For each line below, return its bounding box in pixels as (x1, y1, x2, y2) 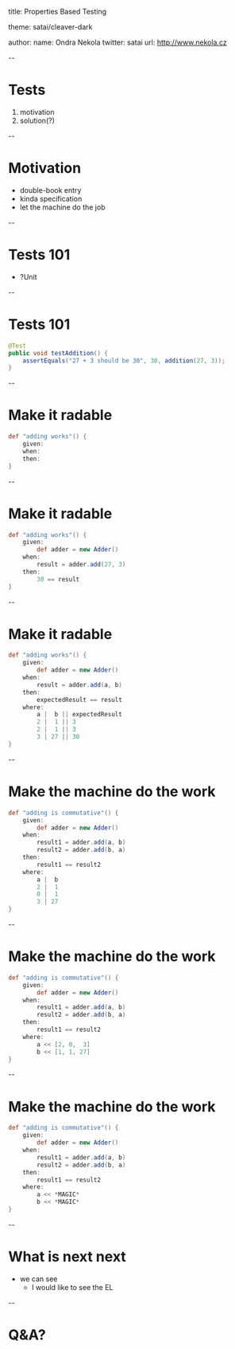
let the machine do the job (19, 202, 106, 212)
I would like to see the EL (31, 1282, 114, 1292)
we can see (19, 1274, 58, 1284)
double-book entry (19, 185, 82, 194)
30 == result (37, 575, 80, 583)
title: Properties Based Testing (8, 7, 107, 16)
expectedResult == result (37, 696, 123, 704)
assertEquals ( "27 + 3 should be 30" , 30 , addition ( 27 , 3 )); (22, 356, 225, 365)
